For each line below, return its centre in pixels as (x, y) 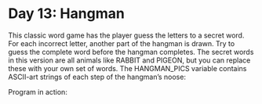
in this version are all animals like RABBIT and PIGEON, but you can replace (129, 60)
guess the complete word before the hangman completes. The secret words (131, 52)
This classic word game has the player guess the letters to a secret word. (126, 35)
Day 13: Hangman (67, 14)
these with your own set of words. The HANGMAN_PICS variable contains (127, 68)
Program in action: (38, 91)
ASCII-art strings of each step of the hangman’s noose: (97, 77)
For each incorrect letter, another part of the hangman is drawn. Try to (122, 43)
